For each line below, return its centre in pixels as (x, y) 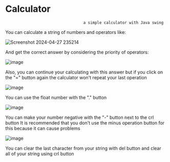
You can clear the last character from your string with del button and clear (83, 148)
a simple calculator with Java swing (123, 23)
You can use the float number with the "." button (56, 97)
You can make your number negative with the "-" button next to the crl (80, 117)
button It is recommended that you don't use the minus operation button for (85, 123)
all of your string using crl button (40, 154)
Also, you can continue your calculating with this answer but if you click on (84, 72)
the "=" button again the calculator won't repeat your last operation (76, 77)
